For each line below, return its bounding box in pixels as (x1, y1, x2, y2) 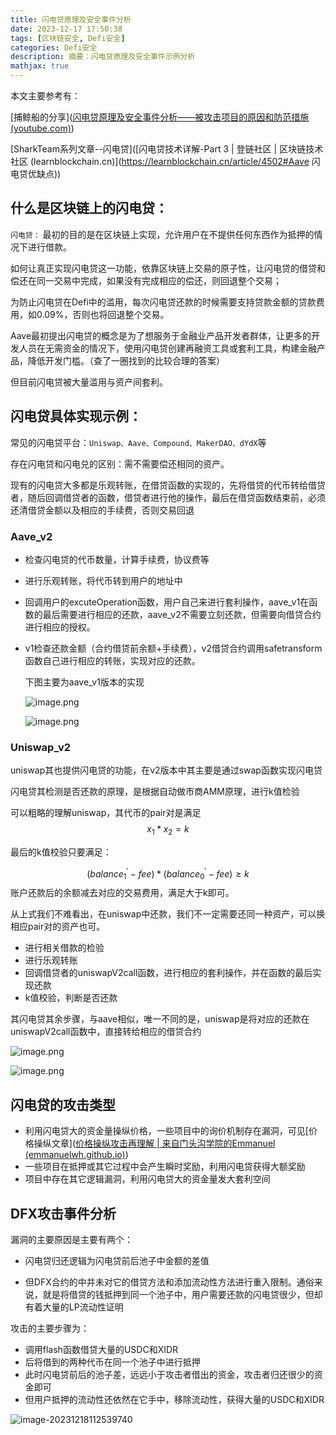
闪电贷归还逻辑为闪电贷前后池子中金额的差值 (24, 1255, 210, 1267)
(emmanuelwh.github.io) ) (24, 1149, 129, 1161)
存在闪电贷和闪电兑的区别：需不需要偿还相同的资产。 (10, 457, 230, 470)
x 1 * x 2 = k (146, 823, 190, 838)
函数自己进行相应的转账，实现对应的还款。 (24, 654, 201, 666)
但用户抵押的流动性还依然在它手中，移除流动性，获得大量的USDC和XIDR (24, 1394, 325, 1406)
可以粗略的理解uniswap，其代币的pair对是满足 (10, 807, 202, 819)
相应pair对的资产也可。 (10, 921, 106, 933)
